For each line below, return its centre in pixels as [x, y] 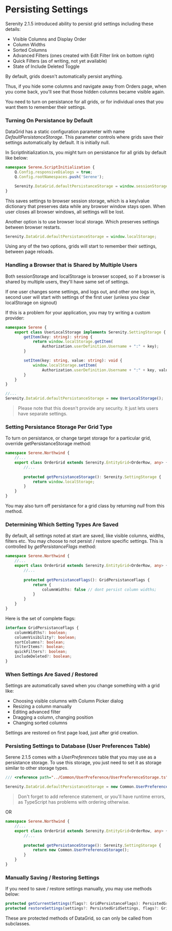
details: [13, 29]
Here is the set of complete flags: [40, 618]
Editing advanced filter [37, 712]
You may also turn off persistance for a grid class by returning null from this [85, 506]
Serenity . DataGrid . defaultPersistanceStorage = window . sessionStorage [91, 186]
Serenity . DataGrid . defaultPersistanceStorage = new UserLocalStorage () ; [84, 398]
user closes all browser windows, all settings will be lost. [65, 212]
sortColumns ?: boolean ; [40, 642]
